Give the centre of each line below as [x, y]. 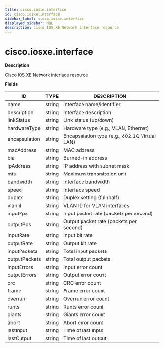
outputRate [20, 243]
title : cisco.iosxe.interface [36, 10]
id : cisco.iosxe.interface [32, 14]
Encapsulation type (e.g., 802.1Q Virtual [110, 136]
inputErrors [20, 267]
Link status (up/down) [89, 120]
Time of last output [85, 338]
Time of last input [83, 330]
